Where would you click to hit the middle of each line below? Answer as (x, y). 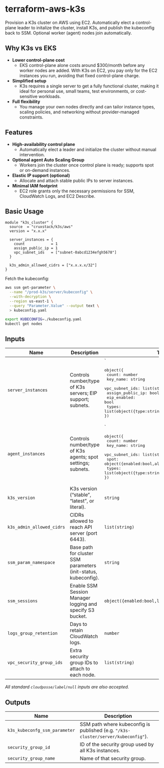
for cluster (82, 554)
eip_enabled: (121, 398)
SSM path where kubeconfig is (115, 724)
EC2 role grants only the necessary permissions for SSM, (77, 191)
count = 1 (36, 244)
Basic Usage (24, 211)
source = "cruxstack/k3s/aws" (41, 227)
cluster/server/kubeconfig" (112, 737)
